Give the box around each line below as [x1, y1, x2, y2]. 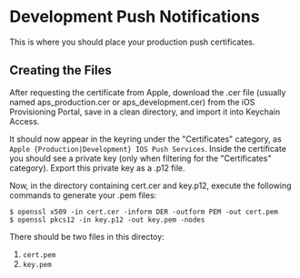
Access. [9, 115, 40, 126]
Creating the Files [9, 63, 112, 78]
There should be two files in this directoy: [9, 231, 165, 242]
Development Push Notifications [9, 6, 261, 27]
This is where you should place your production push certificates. [9, 36, 255, 47]
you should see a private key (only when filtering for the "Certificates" [9, 153, 272, 164]
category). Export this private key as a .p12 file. [9, 162, 185, 174]
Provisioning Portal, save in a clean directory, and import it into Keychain [9, 106, 280, 117]
